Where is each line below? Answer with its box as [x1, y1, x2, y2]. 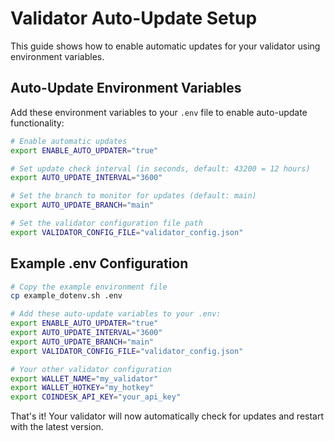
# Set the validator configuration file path [10, 218, 203, 228]
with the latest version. [10, 421, 104, 433]
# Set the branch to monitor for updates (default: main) [10, 191, 257, 201]
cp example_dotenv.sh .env [10, 291, 123, 301]
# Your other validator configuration [10, 364, 172, 374]
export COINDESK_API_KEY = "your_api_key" [10, 392, 182, 402]
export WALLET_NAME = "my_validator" [10, 373, 159, 384]
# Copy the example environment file [10, 282, 168, 292]
